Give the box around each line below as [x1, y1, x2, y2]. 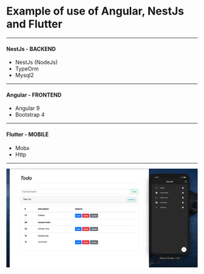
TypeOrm [15, 65, 39, 72]
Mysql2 [15, 72, 35, 79]
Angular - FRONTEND [6, 91, 62, 98]
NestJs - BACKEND [6, 45, 56, 52]
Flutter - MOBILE [6, 131, 49, 138]
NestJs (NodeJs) [15, 59, 58, 66]
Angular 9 [15, 104, 40, 112]
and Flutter [6, 17, 63, 31]
